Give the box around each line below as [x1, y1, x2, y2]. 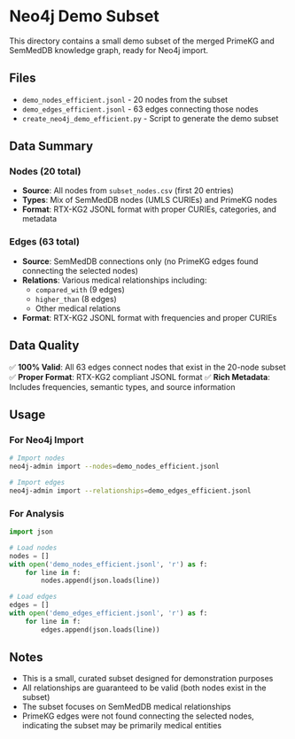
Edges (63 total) [9, 236, 80, 248]
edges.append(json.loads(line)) [41, 625, 161, 634]
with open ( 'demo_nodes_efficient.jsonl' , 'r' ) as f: [9, 560, 208, 569]
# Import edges [9, 478, 66, 486]
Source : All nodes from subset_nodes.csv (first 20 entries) [21, 185, 235, 196]
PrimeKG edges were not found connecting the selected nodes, [21, 711, 254, 721]
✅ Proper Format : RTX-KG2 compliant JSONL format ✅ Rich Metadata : [9, 371, 270, 382]
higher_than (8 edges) [35, 293, 117, 304]
